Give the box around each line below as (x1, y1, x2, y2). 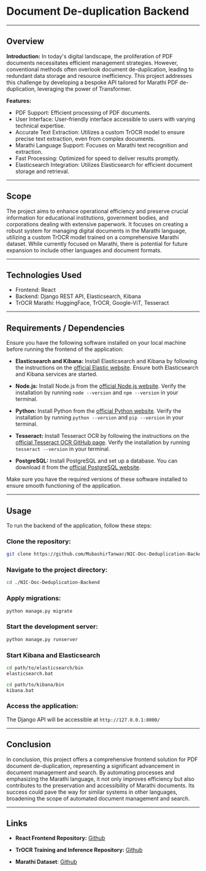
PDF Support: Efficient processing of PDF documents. (15, 109, 151, 116)
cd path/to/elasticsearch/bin (6, 664, 84, 671)
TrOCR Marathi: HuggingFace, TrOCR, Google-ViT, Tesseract (15, 299, 169, 307)
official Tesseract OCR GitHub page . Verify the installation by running (15, 439, 190, 446)
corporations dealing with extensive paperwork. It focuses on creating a (6, 220, 188, 228)
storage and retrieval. (15, 167, 70, 175)
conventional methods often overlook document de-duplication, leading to (6, 66, 194, 73)
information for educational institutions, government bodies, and (6, 213, 169, 221)
